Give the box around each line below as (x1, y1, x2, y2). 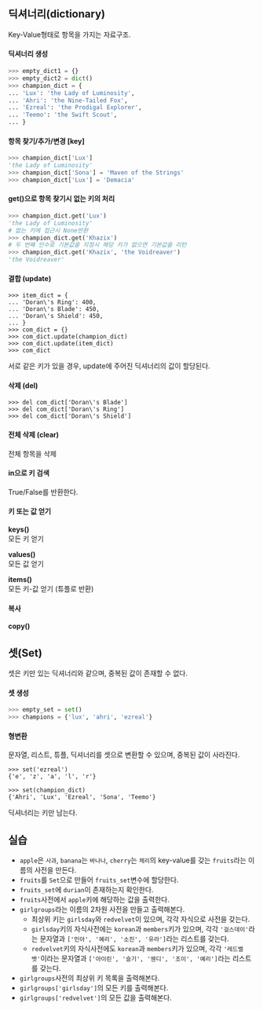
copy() (8, 621, 31, 631)
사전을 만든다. (34, 865, 77, 875)
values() (8, 550, 36, 559)
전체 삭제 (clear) (8, 430, 60, 440)
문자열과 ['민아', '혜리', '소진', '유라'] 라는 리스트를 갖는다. (39, 934, 229, 944)
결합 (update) (8, 273, 52, 283)
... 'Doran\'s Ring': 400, (8, 298, 97, 306)
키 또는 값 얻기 (8, 507, 52, 516)
